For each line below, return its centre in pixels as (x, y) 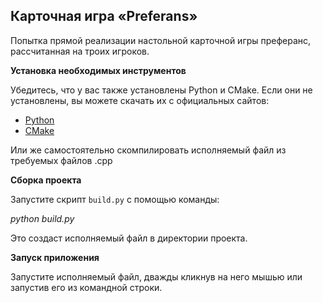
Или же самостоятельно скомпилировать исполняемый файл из (148, 150)
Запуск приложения (55, 257)
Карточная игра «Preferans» (104, 16)
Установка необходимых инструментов (98, 70)
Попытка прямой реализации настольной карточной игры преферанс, (161, 40)
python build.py (42, 218)
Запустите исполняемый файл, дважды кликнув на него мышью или (156, 276)
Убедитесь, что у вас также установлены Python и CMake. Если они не (161, 90)
